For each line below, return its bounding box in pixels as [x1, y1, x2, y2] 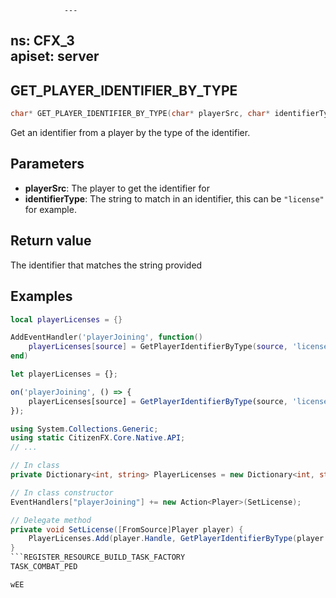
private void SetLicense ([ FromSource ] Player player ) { [10, 524, 244, 535]
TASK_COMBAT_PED [10, 562, 78, 572]
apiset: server [10, 48, 100, 65]
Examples [10, 288, 73, 305]
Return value [10, 232, 92, 250]
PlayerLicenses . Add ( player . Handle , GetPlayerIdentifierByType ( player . [28, 534, 329, 544]
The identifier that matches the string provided [10, 259, 203, 271]
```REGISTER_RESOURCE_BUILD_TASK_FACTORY [10, 552, 186, 563]
